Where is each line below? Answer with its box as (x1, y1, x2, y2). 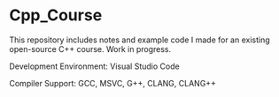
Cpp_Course (9, 5, 103, 26)
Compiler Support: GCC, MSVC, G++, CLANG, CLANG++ (9, 78, 217, 88)
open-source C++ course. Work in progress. (9, 43, 171, 54)
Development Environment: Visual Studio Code (9, 61, 180, 71)
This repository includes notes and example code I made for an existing (9, 34, 270, 45)
